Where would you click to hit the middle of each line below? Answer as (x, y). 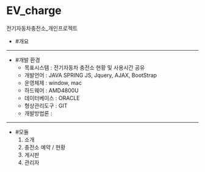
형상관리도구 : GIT (46, 106)
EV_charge (34, 11)
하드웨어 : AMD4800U (52, 90)
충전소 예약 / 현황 (45, 147)
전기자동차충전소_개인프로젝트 (42, 28)
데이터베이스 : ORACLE (52, 98)
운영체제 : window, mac (53, 82)
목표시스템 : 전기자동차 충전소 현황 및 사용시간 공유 (85, 67)
